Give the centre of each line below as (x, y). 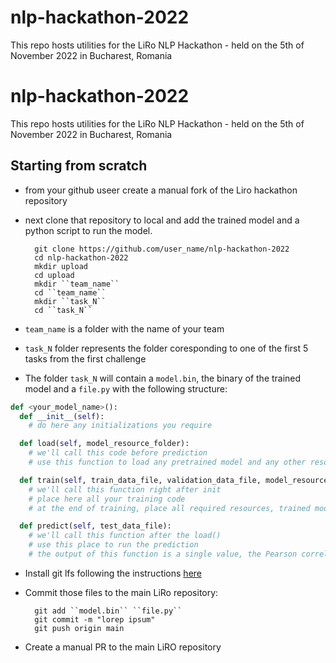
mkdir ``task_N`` (70, 301)
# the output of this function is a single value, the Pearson (163, 554)
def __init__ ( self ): (62, 416)
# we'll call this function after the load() (125, 536)
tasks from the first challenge (85, 358)
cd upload (54, 275)
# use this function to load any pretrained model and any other (167, 462)
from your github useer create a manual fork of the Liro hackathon (161, 190)
